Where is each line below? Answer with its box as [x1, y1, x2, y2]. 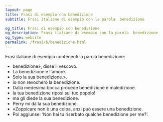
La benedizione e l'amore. [12, 68, 66, 74]
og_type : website [5, 35, 42, 40]
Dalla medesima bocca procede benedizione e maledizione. [12, 84, 136, 90]
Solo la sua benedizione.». [12, 74, 67, 80]
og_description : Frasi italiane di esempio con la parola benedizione [5, 31, 158, 36]
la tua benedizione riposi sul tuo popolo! [12, 90, 96, 96]
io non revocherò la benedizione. [12, 79, 81, 85]
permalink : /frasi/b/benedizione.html [5, 40, 86, 45]
